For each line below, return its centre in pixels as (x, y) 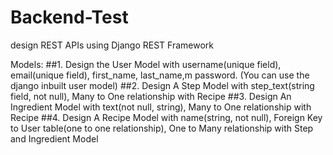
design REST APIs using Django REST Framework (112, 45)
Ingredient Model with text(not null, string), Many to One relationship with (161, 107)
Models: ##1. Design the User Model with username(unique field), (146, 64)
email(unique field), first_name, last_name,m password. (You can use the (160, 75)
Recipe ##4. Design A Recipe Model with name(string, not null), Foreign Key (166, 117)
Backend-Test (69, 17)
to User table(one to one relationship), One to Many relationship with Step (162, 128)
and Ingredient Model (54, 138)
